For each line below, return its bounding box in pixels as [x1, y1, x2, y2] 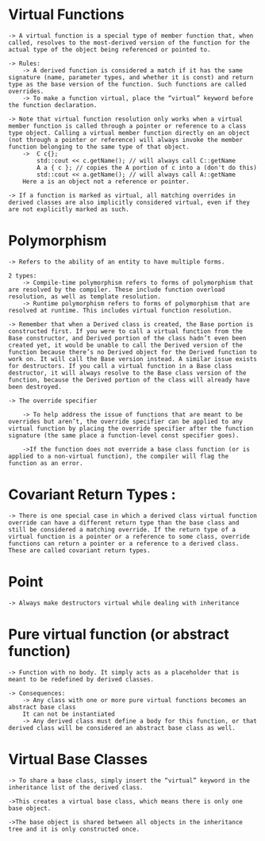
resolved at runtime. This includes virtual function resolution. [8, 306, 232, 314]
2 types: [8, 271, 37, 279]
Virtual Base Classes [8, 750, 148, 768]
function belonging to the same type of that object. [8, 143, 190, 151]
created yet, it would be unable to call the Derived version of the [8, 341, 244, 349]
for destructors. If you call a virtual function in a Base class [8, 362, 232, 370]
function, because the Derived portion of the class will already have [8, 375, 250, 384]
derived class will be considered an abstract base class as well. [8, 724, 236, 732]
